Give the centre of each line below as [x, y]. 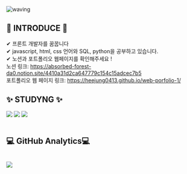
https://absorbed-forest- [61, 66]
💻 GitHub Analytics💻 [48, 141]
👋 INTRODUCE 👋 [37, 28]
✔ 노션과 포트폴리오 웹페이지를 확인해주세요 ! [59, 59]
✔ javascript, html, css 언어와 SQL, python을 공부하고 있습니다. [82, 51]
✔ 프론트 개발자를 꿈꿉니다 [38, 43]
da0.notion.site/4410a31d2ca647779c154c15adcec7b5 [74, 73]
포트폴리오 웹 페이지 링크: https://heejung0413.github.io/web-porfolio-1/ [93, 80]
